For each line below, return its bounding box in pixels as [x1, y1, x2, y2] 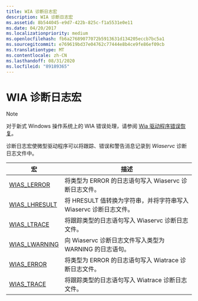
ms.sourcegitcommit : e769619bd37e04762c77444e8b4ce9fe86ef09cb [6, 42, 165, 48]
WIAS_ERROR [9, 260, 47, 269]
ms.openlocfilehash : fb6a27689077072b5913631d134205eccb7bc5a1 [6, 36, 165, 42]
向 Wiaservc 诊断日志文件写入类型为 [64, 236, 165, 244]
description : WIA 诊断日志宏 [6, 14, 74, 20]
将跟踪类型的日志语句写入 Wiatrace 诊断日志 [64, 276, 187, 285]
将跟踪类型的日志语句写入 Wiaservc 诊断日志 [64, 216, 189, 224]
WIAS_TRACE [9, 280, 47, 289]
